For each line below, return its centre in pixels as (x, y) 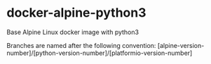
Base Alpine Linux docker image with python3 (73, 32)
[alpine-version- (181, 45)
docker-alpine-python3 (76, 13)
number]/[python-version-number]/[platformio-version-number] (100, 53)
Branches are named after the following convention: (81, 45)
